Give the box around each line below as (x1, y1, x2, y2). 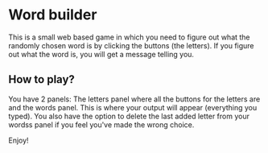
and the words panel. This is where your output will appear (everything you (8, 102, 258, 112)
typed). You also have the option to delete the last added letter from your (8, 111, 249, 121)
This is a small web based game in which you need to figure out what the (8, 32, 251, 42)
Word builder (8, 6, 97, 24)
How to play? (8, 72, 75, 86)
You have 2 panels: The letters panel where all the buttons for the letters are (8, 94, 261, 104)
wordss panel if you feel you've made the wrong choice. (8, 119, 195, 130)
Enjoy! (8, 135, 30, 145)
